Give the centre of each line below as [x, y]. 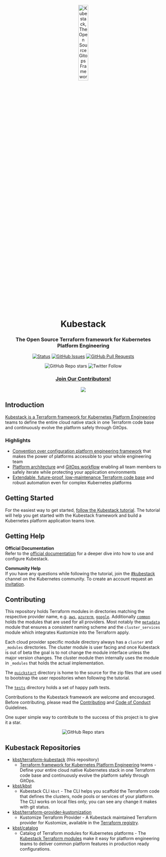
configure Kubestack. [27, 558]
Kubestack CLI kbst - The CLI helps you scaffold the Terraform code [89, 791]
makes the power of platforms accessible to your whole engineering [82, 456]
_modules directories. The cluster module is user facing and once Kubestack [83, 647]
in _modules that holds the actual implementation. [55, 663]
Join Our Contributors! [83, 379]
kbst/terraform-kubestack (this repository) [55, 759]
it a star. [13, 722]
